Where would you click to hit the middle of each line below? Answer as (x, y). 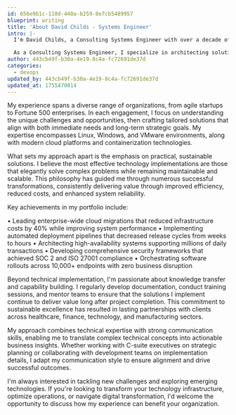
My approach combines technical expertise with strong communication (110, 331)
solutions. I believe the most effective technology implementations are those (118, 164)
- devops (26, 72)
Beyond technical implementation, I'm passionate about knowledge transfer (117, 279)
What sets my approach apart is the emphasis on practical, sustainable (110, 156)
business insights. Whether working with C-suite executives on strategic (112, 345)
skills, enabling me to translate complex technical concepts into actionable (115, 338)
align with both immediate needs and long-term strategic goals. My (104, 128)
